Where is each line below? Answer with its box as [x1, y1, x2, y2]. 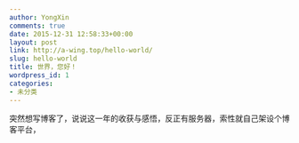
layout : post [9, 37, 58, 47]
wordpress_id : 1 [9, 71, 69, 80]
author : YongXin [9, 12, 69, 22]
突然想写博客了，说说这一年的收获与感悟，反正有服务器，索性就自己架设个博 [9, 113, 290, 123]
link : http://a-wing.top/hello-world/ [9, 46, 153, 55]
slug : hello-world [9, 54, 77, 63]
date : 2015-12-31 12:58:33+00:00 [9, 29, 133, 38]
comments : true [9, 21, 66, 30]
